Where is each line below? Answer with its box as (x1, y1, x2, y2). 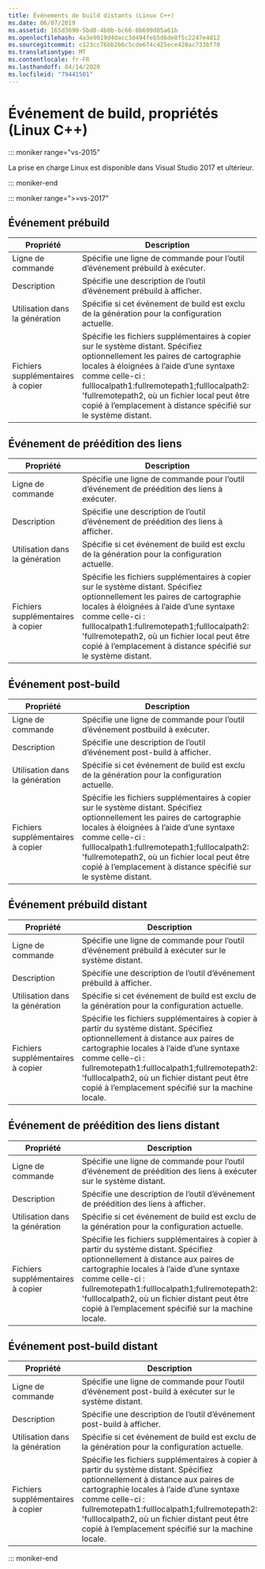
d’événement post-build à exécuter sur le (81, 1386, 235, 1397)
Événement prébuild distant (8, 898, 147, 911)
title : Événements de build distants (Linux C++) (8, 11, 175, 20)
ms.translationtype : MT (8, 48, 87, 56)
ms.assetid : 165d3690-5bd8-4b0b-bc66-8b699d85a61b (8, 26, 178, 34)
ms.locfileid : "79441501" (8, 70, 93, 78)
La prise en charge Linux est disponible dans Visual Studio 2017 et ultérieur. (8, 163, 255, 172)
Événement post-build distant (8, 1340, 158, 1353)
